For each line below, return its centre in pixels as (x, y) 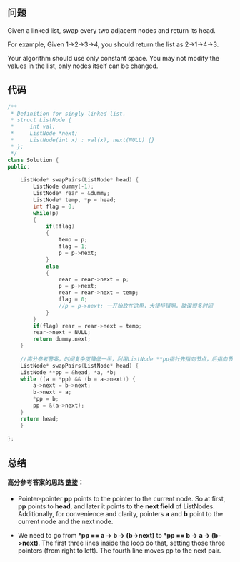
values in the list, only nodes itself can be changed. (83, 66)
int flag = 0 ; (54, 206)
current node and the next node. (65, 521)
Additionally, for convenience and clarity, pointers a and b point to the (120, 513)
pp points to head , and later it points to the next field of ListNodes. (116, 506)
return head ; (40, 419)
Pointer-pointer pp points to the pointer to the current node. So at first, (121, 498)
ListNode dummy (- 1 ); (64, 187)
